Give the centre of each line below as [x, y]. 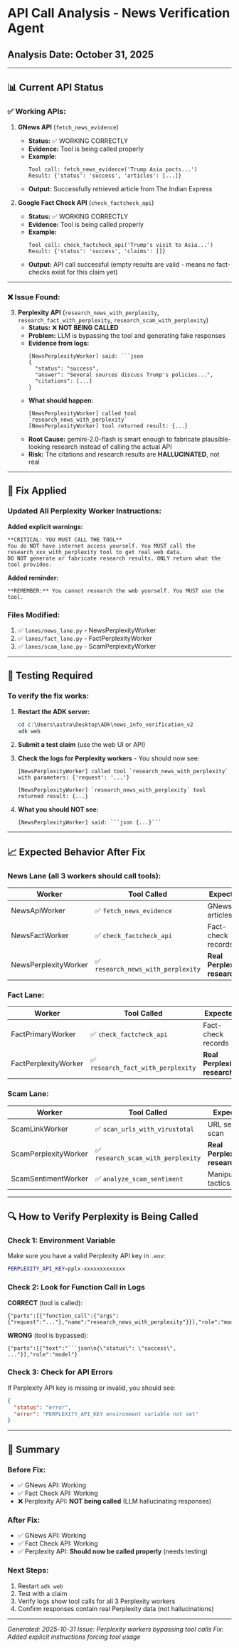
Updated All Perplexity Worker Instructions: [85, 511]
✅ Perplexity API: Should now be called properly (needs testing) [113, 1551]
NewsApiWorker [38, 910]
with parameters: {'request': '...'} [74, 778]
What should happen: [61, 400]
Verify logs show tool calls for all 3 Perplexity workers [96, 1601]
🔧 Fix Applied [37, 491]
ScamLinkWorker [40, 1129]
